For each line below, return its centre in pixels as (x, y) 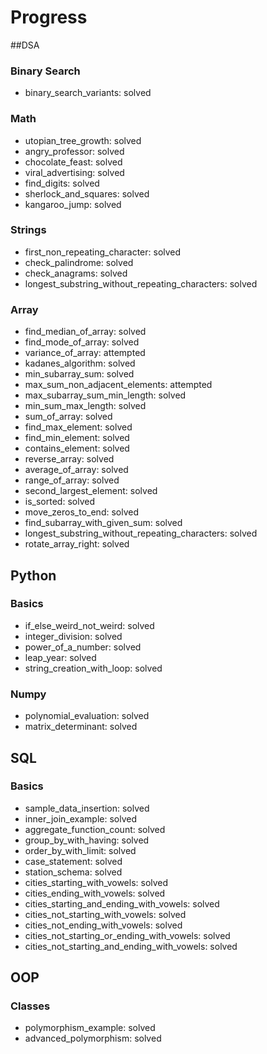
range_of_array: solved (72, 480)
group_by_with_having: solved (87, 840)
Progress (49, 17)
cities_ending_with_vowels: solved (95, 893)
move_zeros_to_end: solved (81, 512)
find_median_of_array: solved (85, 332)
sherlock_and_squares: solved (87, 193)
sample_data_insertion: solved (87, 808)
